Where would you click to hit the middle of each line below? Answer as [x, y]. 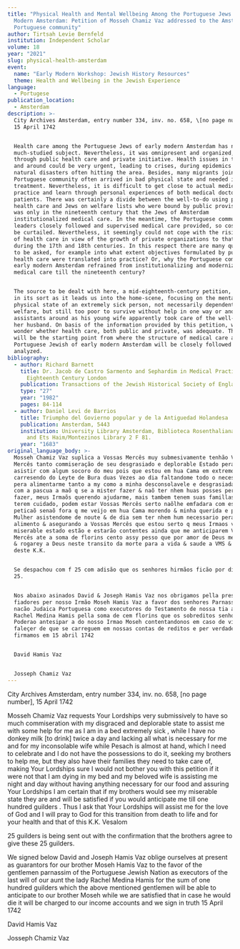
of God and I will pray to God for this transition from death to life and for [113, 814]
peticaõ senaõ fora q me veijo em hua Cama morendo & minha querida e [121, 511]
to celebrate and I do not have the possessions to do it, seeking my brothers [119, 753]
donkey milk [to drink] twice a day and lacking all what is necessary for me [117, 738]
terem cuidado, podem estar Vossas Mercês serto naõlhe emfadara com [119, 505]
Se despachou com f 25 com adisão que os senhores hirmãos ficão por [119, 570]
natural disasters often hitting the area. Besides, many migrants [116, 173]
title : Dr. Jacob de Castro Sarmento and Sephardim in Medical [116, 371]
